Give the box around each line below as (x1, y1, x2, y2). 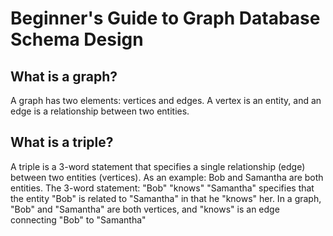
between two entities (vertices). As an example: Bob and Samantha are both (10, 171, 324, 183)
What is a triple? (10, 134, 114, 151)
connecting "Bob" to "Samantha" (10, 213, 147, 226)
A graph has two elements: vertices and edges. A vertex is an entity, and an (10, 95, 322, 106)
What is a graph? (10, 68, 118, 85)
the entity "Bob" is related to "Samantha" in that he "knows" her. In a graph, (10, 192, 322, 204)
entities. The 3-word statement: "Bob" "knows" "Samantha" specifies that (10, 182, 315, 194)
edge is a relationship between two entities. (10, 105, 190, 117)
